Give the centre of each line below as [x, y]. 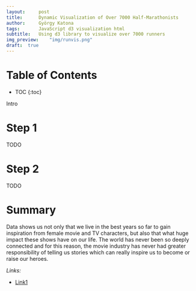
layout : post [28, 12]
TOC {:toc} [28, 92]
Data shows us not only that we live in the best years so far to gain [88, 227]
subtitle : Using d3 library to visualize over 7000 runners [86, 34]
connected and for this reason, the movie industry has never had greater [96, 246]
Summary [31, 210]
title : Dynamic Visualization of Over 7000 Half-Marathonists [93, 17]
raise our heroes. [27, 258]
